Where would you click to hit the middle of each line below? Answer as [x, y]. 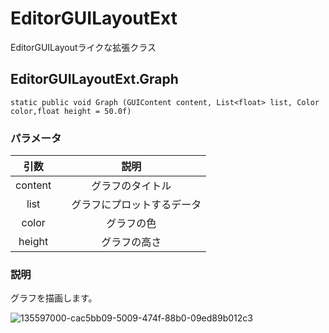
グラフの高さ [131, 242]
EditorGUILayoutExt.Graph [94, 79]
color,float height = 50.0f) [71, 111]
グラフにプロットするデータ [136, 205]
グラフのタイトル [131, 186]
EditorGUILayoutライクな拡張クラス [83, 47]
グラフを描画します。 [54, 298]
